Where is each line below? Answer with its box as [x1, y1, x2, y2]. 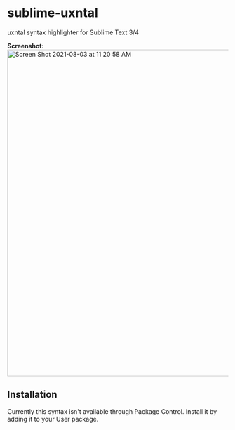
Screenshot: [7, 41, 44, 50]
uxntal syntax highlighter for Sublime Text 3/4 [7, 28, 139, 36]
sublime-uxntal [7, 5, 98, 21]
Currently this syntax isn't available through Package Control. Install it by [7, 407, 217, 415]
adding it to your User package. [7, 415, 99, 423]
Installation [7, 389, 58, 401]
